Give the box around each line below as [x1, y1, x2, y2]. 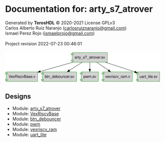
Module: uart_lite [12, 132, 47, 138]
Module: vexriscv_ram [12, 126, 57, 132]
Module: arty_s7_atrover [12, 105, 61, 111]
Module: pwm [12, 121, 41, 127]
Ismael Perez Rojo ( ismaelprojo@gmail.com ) [5, 30, 95, 36]
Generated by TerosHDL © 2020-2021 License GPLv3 [5, 20, 115, 26]
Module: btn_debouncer [12, 116, 61, 122]
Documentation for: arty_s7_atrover [5, 3, 153, 15]
